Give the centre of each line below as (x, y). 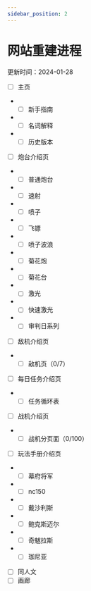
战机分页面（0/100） (58, 438)
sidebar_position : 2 (38, 14)
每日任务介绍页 (39, 378)
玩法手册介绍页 (39, 453)
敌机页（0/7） (48, 363)
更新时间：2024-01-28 (40, 72)
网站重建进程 (45, 51)
